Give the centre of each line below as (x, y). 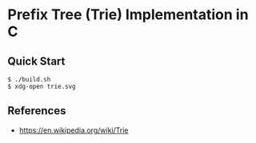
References (37, 111)
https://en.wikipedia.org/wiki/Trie (74, 130)
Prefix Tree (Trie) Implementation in (128, 15)
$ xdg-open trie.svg (42, 86)
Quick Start (36, 61)
